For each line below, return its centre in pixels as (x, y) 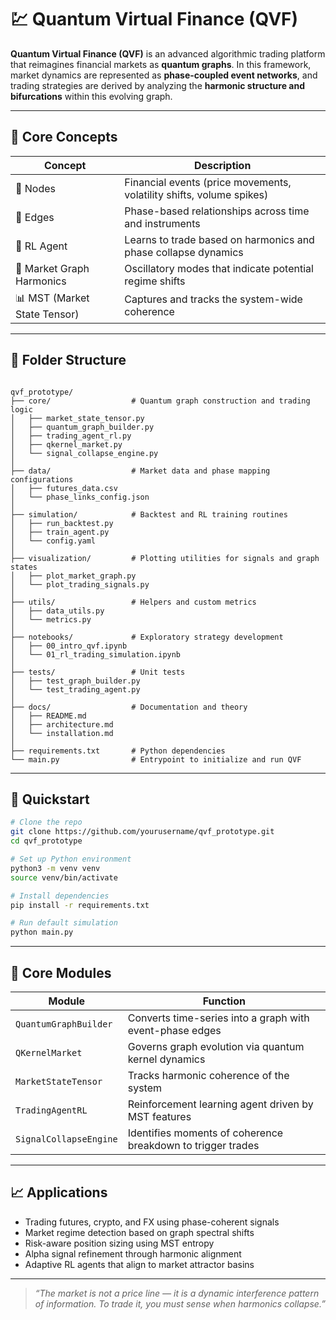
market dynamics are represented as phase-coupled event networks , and (164, 75)
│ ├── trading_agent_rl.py (71, 436)
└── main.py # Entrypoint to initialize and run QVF (156, 759)
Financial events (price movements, (208, 182)
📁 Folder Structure (68, 360)
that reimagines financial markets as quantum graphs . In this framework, (161, 64)
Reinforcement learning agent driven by (220, 1104)
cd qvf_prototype (46, 841)
